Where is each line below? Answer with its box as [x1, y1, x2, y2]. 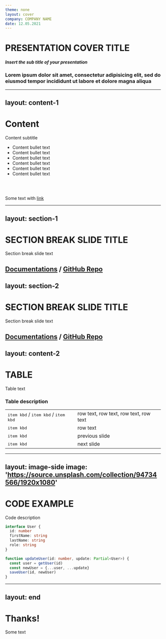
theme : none [5, 7, 30, 12]
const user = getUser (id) [9, 561, 63, 566]
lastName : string [9, 538, 45, 543]
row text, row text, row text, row [77, 410, 151, 417]
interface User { [5, 524, 41, 529]
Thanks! [5, 613, 40, 624]
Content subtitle [5, 135, 38, 141]
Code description [5, 514, 41, 520]
